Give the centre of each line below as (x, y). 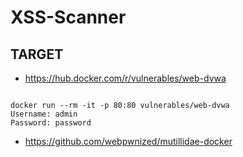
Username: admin (44, 114)
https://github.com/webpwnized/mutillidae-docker (128, 141)
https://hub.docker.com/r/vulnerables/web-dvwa (125, 78)
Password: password (51, 123)
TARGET (37, 54)
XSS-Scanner (68, 17)
